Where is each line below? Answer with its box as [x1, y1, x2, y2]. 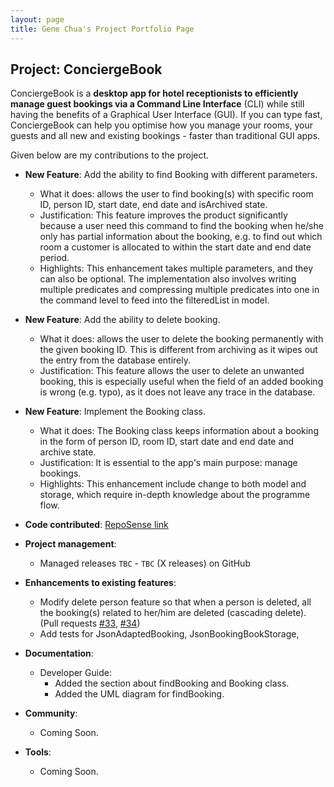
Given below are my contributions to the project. [10, 149, 210, 161]
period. [39, 252, 70, 264]
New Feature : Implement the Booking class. [24, 406, 206, 418]
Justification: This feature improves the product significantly [39, 209, 288, 221]
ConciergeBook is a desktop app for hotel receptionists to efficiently [10, 87, 299, 100]
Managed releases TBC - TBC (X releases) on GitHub [39, 557, 251, 570]
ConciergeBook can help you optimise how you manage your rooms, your [10, 119, 314, 131]
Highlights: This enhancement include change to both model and [39, 478, 307, 490]
